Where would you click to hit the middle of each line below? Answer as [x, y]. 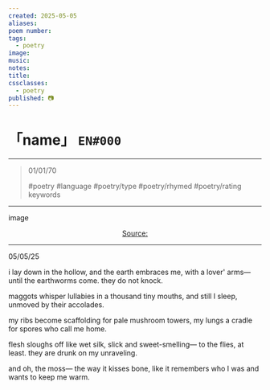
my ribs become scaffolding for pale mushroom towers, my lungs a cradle [131, 320]
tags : [17, 38]
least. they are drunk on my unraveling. [73, 353]
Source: [135, 233]
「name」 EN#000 [65, 140]
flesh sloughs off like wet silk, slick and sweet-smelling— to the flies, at [126, 345]
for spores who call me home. [57, 329]
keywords [44, 195]
